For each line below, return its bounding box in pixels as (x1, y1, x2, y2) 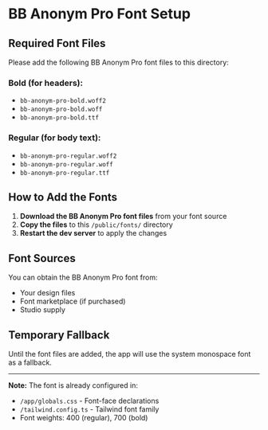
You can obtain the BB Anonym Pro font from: (8, 272, 158, 283)
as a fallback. (8, 358, 52, 367)
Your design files (19, 288, 76, 298)
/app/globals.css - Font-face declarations (19, 396, 160, 406)
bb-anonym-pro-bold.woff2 (19, 97, 106, 105)
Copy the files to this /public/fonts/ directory (19, 220, 173, 229)
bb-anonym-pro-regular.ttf (19, 169, 110, 177)
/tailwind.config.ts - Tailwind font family (19, 405, 160, 414)
